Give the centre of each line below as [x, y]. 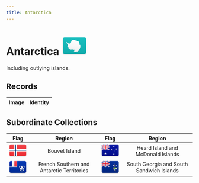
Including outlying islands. [38, 68]
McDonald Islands [157, 154]
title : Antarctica [29, 12]
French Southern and [64, 164]
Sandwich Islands [157, 171]
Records [22, 86]
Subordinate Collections [52, 122]
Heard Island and [158, 147]
